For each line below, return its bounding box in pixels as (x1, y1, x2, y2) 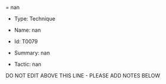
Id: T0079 (14, 38, 38, 45)
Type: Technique (14, 15, 56, 22)
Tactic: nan (14, 61, 42, 68)
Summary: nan (14, 49, 50, 56)
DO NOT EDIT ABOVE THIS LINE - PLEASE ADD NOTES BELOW (5, 72, 161, 79)
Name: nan (14, 26, 41, 33)
